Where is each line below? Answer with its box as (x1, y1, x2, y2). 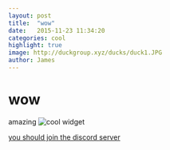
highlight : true (8, 41, 62, 49)
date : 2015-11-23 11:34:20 (8, 26, 105, 34)
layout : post (8, 11, 52, 20)
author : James (8, 57, 56, 65)
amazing (8, 116, 37, 126)
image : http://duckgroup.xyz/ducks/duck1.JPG (8, 49, 162, 57)
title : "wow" (8, 19, 56, 27)
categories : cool (8, 34, 66, 42)
